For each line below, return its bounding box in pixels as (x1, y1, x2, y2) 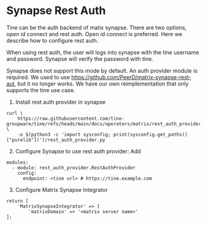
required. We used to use (6, 73, 71, 81)
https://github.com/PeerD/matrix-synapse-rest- (71, 73, 192, 81)
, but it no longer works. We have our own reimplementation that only (14, 80, 189, 87)
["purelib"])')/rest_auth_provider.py (6, 137, 105, 143)
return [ (6, 198, 29, 204)
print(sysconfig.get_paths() (113, 131, 188, 137)
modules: (6, 159, 29, 166)
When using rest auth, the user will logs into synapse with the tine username (6, 48, 199, 56)
